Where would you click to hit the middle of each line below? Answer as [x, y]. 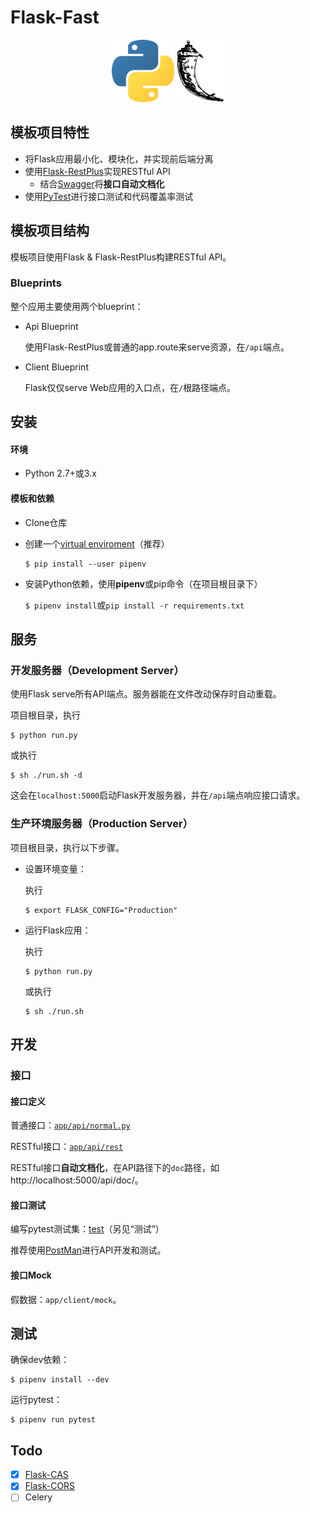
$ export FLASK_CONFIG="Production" [101, 910]
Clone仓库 [46, 522]
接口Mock [31, 1275]
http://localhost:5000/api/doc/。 [77, 1180]
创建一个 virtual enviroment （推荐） [97, 543]
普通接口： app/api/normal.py [70, 1125]
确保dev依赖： [40, 1360]
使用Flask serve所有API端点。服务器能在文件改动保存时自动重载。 [146, 694]
